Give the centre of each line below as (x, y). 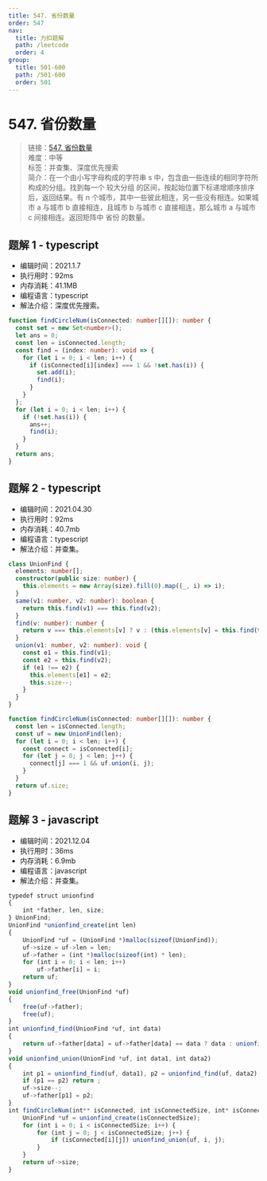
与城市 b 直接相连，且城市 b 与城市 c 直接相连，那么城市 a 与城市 (149, 207)
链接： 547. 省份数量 (60, 147)
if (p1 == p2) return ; (62, 1081)
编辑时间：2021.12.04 (55, 841)
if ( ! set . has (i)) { (55, 417)
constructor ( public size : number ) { (76, 579)
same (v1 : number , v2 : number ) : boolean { (85, 601)
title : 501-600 (41, 68)
